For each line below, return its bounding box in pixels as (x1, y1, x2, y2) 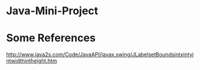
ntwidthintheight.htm (6, 58, 58, 65)
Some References (6, 31, 96, 45)
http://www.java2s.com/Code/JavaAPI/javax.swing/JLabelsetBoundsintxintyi (6, 51, 194, 58)
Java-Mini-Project (6, 4, 98, 18)
